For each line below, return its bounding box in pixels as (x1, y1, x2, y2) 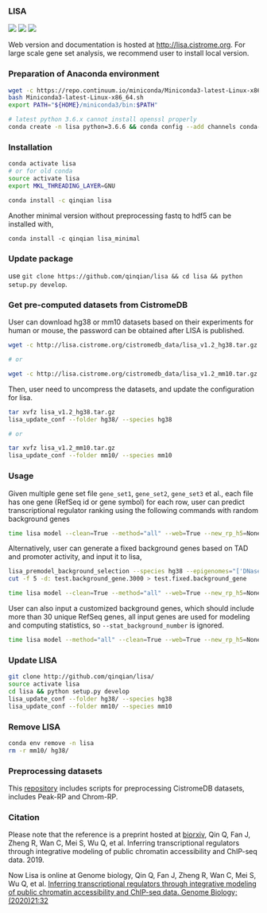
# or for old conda (8, 167, 73, 176)
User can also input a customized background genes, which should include (8, 604, 254, 613)
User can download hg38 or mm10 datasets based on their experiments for (8, 317, 254, 327)
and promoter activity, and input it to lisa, (8, 552, 142, 561)
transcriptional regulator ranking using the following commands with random (8, 505, 258, 515)
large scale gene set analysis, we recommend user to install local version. (8, 49, 250, 58)
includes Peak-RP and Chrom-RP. (8, 791, 118, 801)
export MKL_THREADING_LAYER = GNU (8, 181, 115, 190)
